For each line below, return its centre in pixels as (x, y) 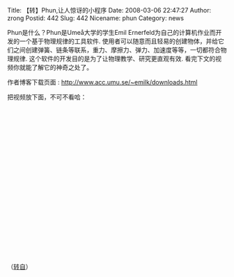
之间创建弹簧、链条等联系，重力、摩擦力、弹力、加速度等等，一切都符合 (117, 50)
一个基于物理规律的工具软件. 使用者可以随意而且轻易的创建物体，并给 (118, 41)
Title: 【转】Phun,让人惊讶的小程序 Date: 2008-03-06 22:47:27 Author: (109, 10)
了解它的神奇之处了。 (62, 67)
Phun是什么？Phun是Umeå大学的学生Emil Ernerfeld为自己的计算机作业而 (111, 32)
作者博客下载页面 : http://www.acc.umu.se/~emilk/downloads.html (102, 82)
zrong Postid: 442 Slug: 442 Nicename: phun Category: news (96, 18)
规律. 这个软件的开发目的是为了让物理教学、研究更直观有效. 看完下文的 (114, 59)
